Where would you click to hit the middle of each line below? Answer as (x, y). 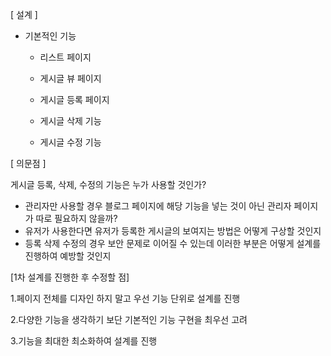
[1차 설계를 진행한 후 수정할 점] (70, 277)
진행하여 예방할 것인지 (68, 256)
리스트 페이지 (65, 57)
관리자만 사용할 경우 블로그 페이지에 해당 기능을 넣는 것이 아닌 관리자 (158, 206)
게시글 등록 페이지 (74, 99)
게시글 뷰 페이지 (70, 78)
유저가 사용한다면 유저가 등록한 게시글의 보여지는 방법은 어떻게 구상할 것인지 (173, 231)
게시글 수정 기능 (70, 142)
